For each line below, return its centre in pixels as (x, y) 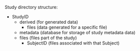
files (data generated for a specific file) (67, 27)
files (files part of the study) (48, 38)
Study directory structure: (31, 7)
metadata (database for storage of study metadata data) (77, 32)
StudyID (20, 17)
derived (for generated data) (49, 22)
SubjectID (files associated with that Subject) (73, 43)
